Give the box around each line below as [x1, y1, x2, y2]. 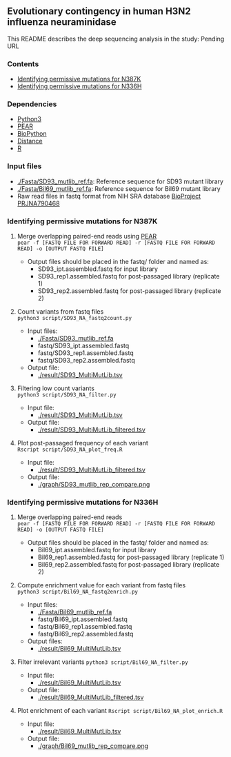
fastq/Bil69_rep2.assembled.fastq [37, 630, 134, 638]
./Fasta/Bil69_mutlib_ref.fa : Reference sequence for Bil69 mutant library [17, 184, 221, 192]
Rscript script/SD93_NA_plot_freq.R [17, 446, 123, 453]
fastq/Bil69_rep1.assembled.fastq [37, 623, 132, 631]
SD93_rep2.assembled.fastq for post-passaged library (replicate [37, 287, 221, 295]
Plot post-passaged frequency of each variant [17, 439, 148, 447]
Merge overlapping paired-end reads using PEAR [17, 232, 157, 240]
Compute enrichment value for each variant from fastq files [17, 581, 186, 589]
